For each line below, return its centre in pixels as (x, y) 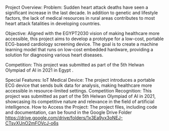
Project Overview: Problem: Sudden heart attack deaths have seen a (77, 7)
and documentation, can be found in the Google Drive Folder (69, 112)
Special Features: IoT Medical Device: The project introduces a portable (80, 80)
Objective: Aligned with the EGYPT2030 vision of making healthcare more (82, 33)
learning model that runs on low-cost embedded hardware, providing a (79, 50)
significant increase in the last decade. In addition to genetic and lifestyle (82, 13)
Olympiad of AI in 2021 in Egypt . (39, 70)
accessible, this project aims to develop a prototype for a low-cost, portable (84, 39)
